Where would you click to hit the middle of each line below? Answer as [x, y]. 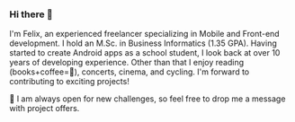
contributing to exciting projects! [70, 82]
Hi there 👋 [31, 14]
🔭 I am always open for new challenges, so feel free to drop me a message [147, 99]
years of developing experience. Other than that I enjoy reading [127, 63]
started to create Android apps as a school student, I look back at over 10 [145, 53]
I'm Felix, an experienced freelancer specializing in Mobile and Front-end [145, 34]
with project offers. [45, 109]
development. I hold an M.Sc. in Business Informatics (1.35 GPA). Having [143, 43]
